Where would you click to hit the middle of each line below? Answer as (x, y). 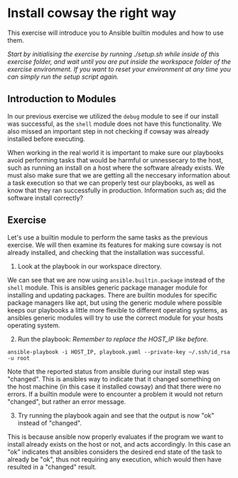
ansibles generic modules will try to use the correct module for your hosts (115, 317)
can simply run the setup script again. (63, 77)
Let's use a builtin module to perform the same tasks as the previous (108, 237)
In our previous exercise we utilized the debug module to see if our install (113, 116)
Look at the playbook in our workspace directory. (90, 266)
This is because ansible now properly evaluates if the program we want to (115, 436)
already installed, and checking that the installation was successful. (106, 252)
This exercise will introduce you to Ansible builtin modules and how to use (115, 33)
